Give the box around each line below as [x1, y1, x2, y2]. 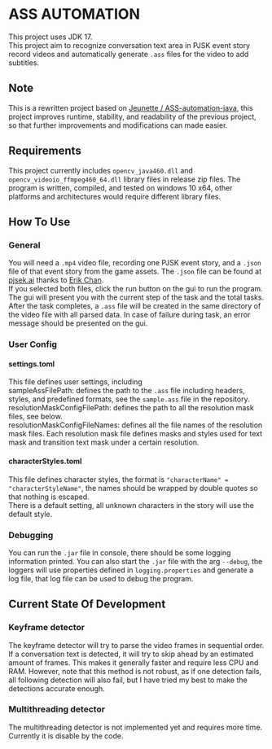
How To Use [8, 215, 71, 229]
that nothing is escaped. [8, 492, 90, 502]
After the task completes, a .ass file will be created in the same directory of [8, 301, 261, 311]
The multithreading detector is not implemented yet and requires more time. [8, 722, 263, 732]
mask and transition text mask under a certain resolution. [8, 437, 200, 448]
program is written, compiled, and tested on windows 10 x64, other [8, 182, 234, 192]
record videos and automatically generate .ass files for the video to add [8, 49, 249, 59]
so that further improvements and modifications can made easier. [8, 120, 228, 130]
